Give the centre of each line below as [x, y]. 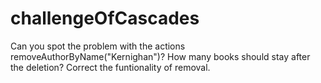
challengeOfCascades [105, 18]
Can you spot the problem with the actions [98, 46]
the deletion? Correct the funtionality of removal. [110, 67]
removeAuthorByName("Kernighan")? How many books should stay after [160, 56]
